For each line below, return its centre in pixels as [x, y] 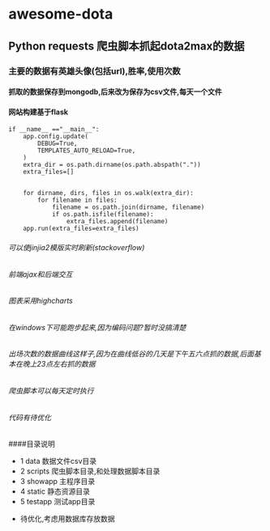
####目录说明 [32, 444]
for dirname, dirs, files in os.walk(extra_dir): [109, 193]
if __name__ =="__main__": [54, 130]
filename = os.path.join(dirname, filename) [128, 207]
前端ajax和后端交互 [41, 274]
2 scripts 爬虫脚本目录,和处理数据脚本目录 [90, 471]
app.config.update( [56, 137]
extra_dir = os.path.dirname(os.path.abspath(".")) [112, 165]
